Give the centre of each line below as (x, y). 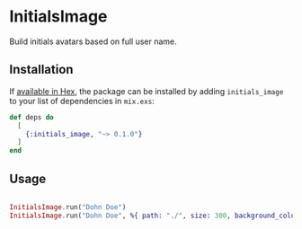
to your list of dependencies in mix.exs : (82, 101)
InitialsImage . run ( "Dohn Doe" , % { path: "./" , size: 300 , (120, 216)
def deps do (31, 117)
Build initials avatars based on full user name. (93, 41)
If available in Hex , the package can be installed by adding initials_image (147, 91)
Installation (41, 70)
